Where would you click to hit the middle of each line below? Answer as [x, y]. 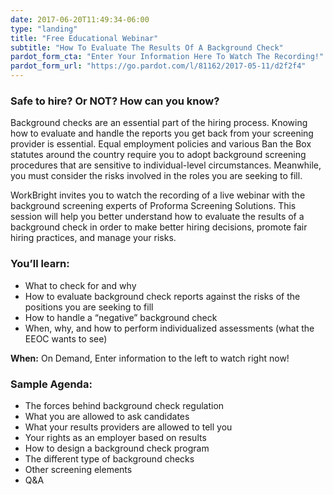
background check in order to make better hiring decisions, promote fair [159, 227]
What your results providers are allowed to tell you [128, 427]
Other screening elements [78, 469]
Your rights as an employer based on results [115, 437]
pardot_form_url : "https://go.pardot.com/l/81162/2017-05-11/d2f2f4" [158, 66]
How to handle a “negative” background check [121, 317]
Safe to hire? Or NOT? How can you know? [115, 101]
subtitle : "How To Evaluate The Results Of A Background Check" [147, 47]
